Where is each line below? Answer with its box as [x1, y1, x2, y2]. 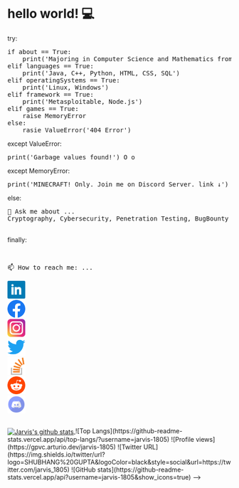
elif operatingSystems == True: [7, 76, 120, 84]
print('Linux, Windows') [22, 83, 109, 91]
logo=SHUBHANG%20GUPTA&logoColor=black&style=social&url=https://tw [7, 457, 231, 466]
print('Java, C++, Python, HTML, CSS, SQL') [22, 69, 180, 77]
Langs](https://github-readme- [92, 426, 183, 435]
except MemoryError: [7, 166, 70, 175]
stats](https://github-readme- [97, 465, 184, 474]
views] [195, 435, 216, 443]
